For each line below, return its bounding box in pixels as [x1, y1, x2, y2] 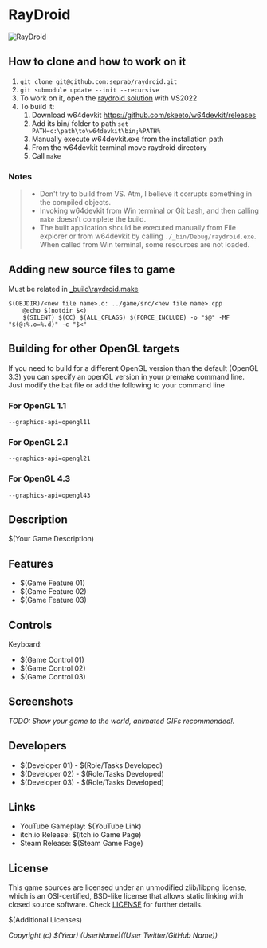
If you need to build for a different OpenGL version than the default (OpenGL [8, 363, 259, 372]
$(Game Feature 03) [19, 596, 88, 605]
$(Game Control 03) [19, 672, 86, 681]
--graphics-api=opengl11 [8, 418, 91, 426]
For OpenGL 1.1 [8, 400, 67, 411]
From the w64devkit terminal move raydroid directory [31, 142, 207, 152]
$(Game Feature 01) [19, 578, 86, 588]
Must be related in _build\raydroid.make [8, 284, 139, 293]
